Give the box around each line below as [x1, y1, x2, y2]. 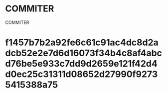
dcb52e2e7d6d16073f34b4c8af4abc [5, 48, 163, 59]
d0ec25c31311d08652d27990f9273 [5, 69, 158, 80]
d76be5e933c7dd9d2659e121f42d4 [5, 58, 158, 70]
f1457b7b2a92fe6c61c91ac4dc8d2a [5, 37, 159, 48]
